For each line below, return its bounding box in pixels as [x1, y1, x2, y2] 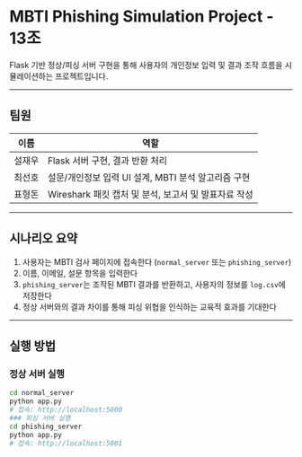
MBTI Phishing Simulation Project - [9, 6, 274, 27]
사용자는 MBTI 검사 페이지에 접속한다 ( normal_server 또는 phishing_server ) [22, 256, 292, 267]
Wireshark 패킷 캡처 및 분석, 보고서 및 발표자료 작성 [48, 188, 253, 200]
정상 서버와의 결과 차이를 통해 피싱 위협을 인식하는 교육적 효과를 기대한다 [22, 301, 277, 312]
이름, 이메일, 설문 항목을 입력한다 [22, 268, 138, 278]
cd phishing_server [9, 422, 83, 431]
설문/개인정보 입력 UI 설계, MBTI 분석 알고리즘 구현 [48, 171, 251, 183]
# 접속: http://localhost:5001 [9, 438, 123, 448]
